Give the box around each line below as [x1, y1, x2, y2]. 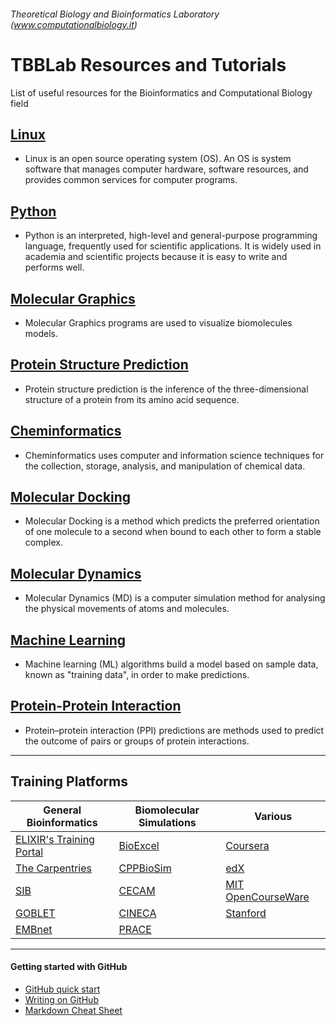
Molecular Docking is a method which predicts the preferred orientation [24, 515, 320, 527]
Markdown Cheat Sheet [24, 1004, 123, 1016]
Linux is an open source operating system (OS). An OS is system [24, 153, 292, 165]
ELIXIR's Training [15, 832, 95, 846]
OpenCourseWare [225, 890, 310, 904]
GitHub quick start [24, 983, 101, 995]
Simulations [138, 815, 197, 829]
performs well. [24, 261, 85, 274]
